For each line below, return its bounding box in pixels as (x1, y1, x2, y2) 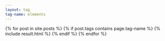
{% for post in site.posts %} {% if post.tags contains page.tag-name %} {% (5, 25, 161, 31)
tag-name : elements (5, 12, 46, 17)
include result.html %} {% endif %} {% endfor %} (5, 31, 107, 37)
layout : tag (5, 7, 30, 12)
